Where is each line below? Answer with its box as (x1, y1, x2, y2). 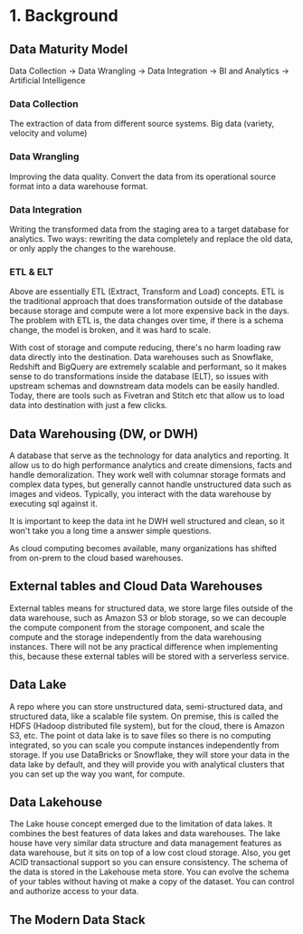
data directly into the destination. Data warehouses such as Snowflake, (9, 352, 274, 363)
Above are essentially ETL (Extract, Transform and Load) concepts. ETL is (9, 286, 285, 297)
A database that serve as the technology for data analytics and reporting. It (9, 450, 289, 461)
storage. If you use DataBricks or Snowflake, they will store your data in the (9, 748, 290, 760)
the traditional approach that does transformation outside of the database (9, 296, 283, 307)
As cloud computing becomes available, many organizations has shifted (9, 543, 278, 553)
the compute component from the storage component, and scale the (9, 622, 265, 633)
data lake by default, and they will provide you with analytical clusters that (9, 758, 285, 769)
